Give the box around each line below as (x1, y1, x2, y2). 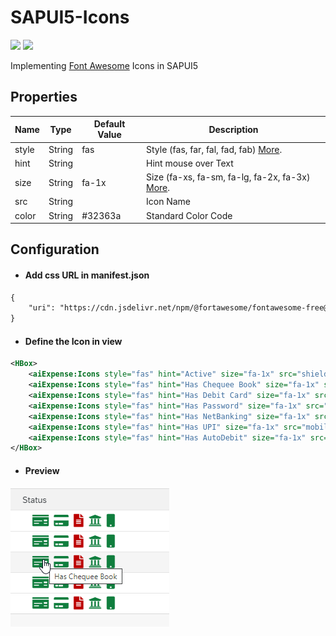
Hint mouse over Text (146, 157, 234, 169)
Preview (24, 464, 60, 476)
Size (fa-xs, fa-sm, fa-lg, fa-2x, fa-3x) (146, 171, 311, 183)
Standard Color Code (146, 209, 233, 221)
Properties (10, 89, 78, 106)
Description (208, 123, 259, 135)
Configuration (10, 241, 100, 258)
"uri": (28, 303, 56, 313)
